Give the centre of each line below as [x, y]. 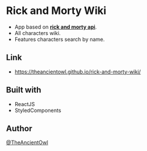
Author [19, 129]
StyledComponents [38, 110]
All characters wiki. [37, 33]
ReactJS [25, 104]
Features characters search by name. [60, 39]
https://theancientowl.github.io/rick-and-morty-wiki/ [78, 72]
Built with [24, 90]
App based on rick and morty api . [56, 27]
